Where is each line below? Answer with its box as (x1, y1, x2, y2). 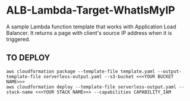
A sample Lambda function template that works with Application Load (6, 23, 176, 30)
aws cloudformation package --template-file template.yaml (6, 69, 156, 74)
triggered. (6, 35, 31, 43)
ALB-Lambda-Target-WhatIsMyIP (6, 4, 175, 17)
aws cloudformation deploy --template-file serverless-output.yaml (6, 84, 177, 90)
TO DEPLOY (6, 53, 50, 63)
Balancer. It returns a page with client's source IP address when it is (6, 29, 172, 36)
